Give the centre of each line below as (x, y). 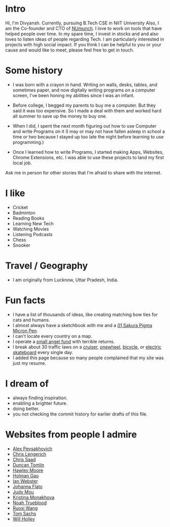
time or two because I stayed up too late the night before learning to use (88, 137)
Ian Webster (25, 481)
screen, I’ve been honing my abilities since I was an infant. (74, 95)
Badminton (24, 213)
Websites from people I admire (71, 434)
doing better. (26, 408)
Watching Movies (31, 229)
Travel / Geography (46, 266)
